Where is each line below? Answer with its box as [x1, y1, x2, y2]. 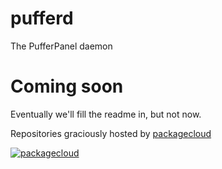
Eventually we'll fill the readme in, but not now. [10, 108, 202, 120]
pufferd [10, 7, 74, 30]
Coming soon [10, 75, 124, 98]
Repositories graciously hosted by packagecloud [10, 127, 212, 139]
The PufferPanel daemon [10, 40, 113, 52]
